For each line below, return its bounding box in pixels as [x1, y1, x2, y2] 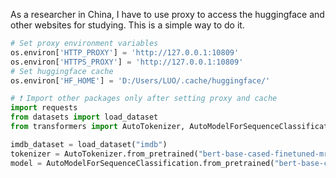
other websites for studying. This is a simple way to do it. [10, 19, 245, 31]
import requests [10, 103, 78, 113]
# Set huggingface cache [10, 66, 114, 76]
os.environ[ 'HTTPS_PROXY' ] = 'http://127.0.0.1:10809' [10, 57, 244, 67]
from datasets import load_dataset [10, 112, 159, 123]
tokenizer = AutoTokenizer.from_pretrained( [10, 149, 199, 159]
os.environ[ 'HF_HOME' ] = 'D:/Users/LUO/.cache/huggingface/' [10, 75, 271, 86]
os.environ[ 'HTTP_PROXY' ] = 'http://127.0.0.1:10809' [10, 47, 240, 58]
